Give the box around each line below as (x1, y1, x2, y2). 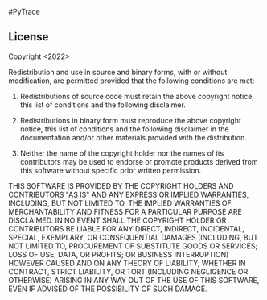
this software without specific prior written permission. (19, 165, 202, 175)
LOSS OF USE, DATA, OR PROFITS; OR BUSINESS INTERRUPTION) (8, 249, 229, 259)
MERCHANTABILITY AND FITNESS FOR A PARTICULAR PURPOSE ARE (8, 206, 243, 216)
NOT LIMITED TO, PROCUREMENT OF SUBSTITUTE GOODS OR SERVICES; (8, 241, 258, 251)
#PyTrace (8, 7, 40, 16)
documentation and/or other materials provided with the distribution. (19, 132, 247, 142)
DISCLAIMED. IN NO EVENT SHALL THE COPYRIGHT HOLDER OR (8, 215, 227, 225)
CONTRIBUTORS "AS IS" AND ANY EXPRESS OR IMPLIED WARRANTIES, (8, 190, 249, 199)
